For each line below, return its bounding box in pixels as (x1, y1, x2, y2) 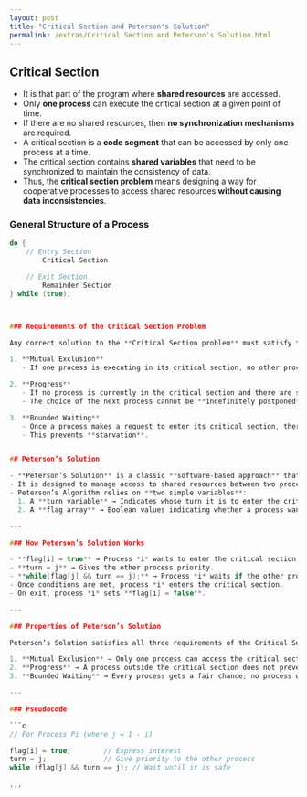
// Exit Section (26, 272, 89, 282)
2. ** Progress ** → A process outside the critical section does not (9, 664, 276, 673)
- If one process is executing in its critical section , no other (21, 363, 281, 373)
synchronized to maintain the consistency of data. (22, 166, 212, 177)
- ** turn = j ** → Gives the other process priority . (9, 563, 215, 572)
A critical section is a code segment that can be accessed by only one (22, 137, 289, 148)
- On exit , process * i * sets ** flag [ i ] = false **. (9, 589, 206, 598)
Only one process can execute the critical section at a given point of (22, 98, 281, 110)
